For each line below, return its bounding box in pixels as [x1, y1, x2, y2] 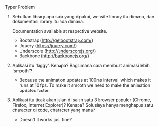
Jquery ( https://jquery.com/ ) [19, 43, 77, 48]
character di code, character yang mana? [12, 107, 95, 113]
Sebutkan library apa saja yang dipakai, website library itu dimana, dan [12, 14, 155, 19]
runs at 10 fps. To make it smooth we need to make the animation [19, 82, 150, 88]
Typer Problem [5, 4, 35, 10]
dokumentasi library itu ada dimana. [12, 19, 84, 24]
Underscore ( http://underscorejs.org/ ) [19, 48, 96, 54]
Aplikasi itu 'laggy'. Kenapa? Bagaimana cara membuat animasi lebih [12, 63, 150, 68]
